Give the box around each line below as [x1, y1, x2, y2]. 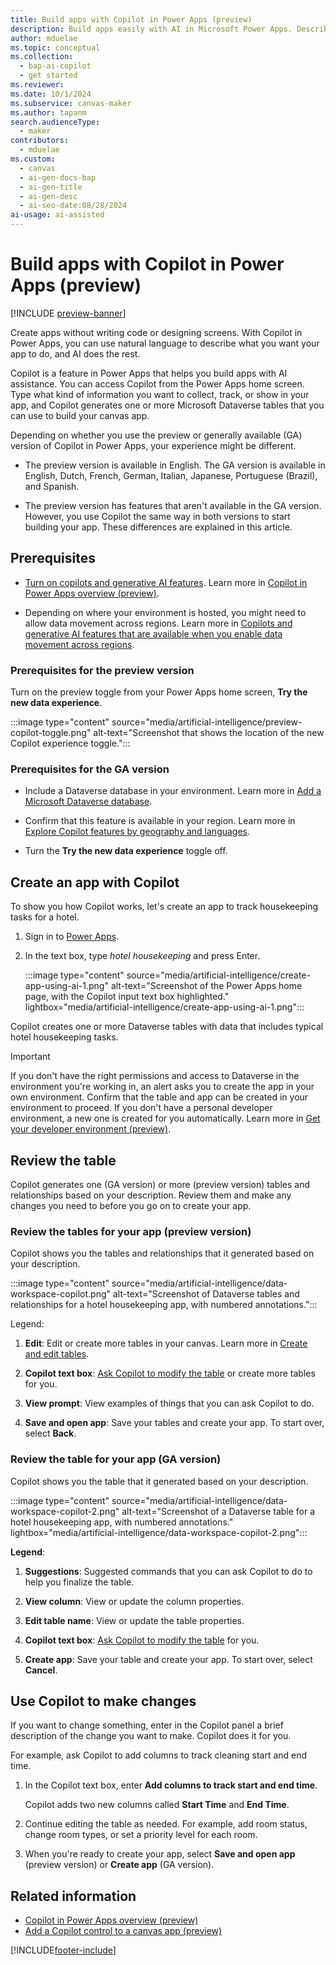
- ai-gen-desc [19, 191, 78, 201]
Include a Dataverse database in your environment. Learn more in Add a [24, 785, 322, 797]
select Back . [24, 1427, 77, 1440]
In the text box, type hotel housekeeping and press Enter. [24, 950, 261, 962]
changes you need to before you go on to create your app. [10, 1199, 252, 1211]
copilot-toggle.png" [10, 727, 92, 739]
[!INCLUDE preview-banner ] [10, 307, 127, 319]
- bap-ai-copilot [19, 61, 92, 71]
